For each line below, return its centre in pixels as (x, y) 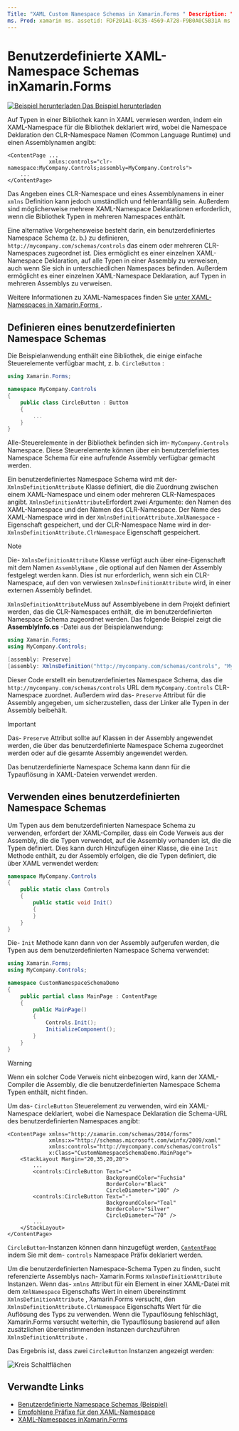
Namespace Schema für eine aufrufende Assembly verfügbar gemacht (111, 458)
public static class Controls (65, 889)
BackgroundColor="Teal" (141, 1203)
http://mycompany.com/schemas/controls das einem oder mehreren (105, 246)
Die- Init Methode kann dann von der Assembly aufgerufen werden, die (113, 943)
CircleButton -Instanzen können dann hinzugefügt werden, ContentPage (112, 1247)
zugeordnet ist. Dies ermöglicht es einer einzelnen (121, 253)
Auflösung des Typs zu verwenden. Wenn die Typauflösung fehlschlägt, (113, 1314)
